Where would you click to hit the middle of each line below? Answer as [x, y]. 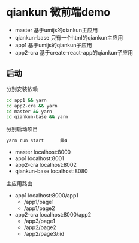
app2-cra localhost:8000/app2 [53, 215]
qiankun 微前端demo [58, 12]
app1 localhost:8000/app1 [47, 196]
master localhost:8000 [43, 152]
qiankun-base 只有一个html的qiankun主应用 [69, 37]
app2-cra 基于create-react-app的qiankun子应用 [74, 52]
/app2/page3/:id [44, 234]
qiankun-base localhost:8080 [51, 171]
